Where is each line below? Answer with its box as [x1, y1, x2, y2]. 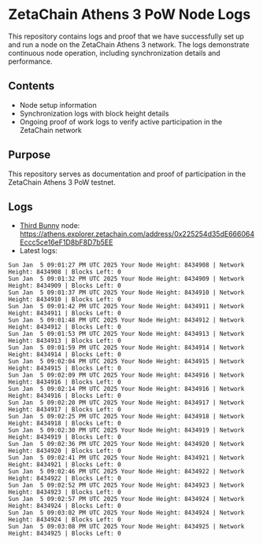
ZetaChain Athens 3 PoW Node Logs [8, 6, 251, 24]
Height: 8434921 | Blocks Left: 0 [8, 461, 122, 469]
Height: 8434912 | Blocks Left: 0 [8, 323, 122, 331]
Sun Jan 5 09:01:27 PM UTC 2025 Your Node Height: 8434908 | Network [8, 261, 245, 269]
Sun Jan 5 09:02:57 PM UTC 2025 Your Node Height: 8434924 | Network [8, 495, 245, 503]
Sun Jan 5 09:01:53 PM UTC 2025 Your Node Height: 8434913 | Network [8, 330, 245, 338]
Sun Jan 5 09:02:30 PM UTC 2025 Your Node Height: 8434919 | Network [8, 426, 245, 434]
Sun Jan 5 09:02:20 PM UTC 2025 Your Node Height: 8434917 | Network [8, 399, 245, 407]
